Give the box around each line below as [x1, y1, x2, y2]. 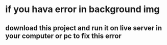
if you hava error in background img [5, 4, 160, 15]
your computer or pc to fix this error [5, 31, 122, 40]
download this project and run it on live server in [5, 24, 162, 32]
